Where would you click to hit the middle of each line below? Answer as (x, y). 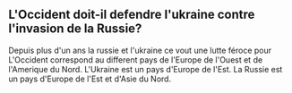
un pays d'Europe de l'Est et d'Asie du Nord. (90, 79)
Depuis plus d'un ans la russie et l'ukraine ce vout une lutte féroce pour (140, 50)
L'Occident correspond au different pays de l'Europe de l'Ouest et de (136, 59)
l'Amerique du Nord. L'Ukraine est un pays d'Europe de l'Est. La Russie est (146, 69)
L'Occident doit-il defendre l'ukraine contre (132, 15)
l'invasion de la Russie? (75, 29)
